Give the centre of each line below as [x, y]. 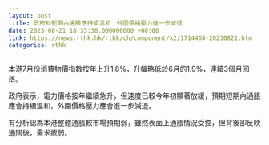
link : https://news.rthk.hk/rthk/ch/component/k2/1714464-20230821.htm [130, 38]
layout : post [30, 16]
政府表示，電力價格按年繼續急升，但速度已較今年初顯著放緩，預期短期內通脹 [134, 96]
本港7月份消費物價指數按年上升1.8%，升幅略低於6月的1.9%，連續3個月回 [129, 69]
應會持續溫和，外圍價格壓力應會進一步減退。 [82, 106]
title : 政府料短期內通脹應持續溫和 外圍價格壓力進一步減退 [95, 23]
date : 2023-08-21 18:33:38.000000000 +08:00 [84, 30]
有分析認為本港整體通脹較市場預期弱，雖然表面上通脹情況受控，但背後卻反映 [134, 123]
